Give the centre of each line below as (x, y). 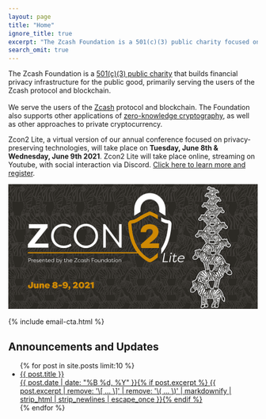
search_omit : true (38, 50)
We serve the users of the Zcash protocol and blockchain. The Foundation (129, 108)
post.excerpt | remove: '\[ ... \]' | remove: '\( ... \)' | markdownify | (125, 390)
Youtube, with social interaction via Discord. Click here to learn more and (127, 165)
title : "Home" (32, 25)
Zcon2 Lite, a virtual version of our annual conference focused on (115, 139)
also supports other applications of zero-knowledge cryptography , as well (129, 116)
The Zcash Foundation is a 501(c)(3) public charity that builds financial (123, 74)
